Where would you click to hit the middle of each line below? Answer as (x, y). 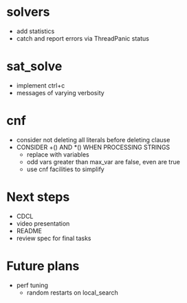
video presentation (43, 223)
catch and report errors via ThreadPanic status (82, 38)
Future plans (43, 266)
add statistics (35, 31)
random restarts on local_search (72, 292)
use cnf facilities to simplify (65, 169)
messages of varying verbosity (60, 92)
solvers (28, 12)
